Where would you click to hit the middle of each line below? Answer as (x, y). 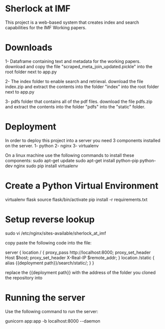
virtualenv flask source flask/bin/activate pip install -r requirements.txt (76, 199)
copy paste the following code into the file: (49, 242)
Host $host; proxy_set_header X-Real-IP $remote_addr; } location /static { (80, 257)
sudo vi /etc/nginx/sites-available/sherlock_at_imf (56, 233)
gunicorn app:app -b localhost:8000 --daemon (53, 321)
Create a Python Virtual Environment (82, 186)
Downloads (29, 48)
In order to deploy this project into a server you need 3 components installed (83, 140)
